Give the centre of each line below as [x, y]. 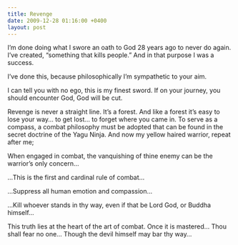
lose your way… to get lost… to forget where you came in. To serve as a [113, 119]
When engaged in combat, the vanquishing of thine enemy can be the [110, 156]
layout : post [27, 27]
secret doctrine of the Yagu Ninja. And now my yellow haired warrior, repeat [119, 135]
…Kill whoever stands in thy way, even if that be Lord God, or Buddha [109, 205]
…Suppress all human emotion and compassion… [80, 191]
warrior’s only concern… [44, 164]
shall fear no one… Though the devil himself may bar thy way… [100, 234]
